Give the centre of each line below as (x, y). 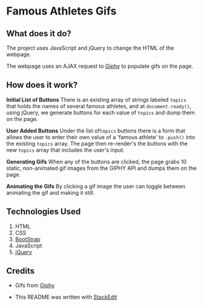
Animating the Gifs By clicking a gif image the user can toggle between (96, 186)
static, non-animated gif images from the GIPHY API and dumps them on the (101, 168)
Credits (21, 271)
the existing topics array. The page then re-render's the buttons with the (97, 143)
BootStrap (28, 239)
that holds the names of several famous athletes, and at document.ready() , (99, 106)
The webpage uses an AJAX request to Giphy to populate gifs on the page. (100, 66)
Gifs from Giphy (35, 285)
